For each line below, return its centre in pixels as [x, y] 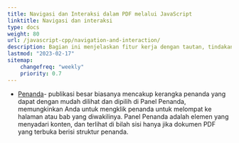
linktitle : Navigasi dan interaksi [60, 21]
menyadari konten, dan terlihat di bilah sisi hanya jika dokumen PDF [116, 124]
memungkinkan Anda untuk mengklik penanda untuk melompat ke [115, 109]
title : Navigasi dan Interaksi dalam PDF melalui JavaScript [100, 14]
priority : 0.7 [41, 73]
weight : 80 [23, 34]
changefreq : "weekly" [52, 67]
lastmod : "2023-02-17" [41, 54]
